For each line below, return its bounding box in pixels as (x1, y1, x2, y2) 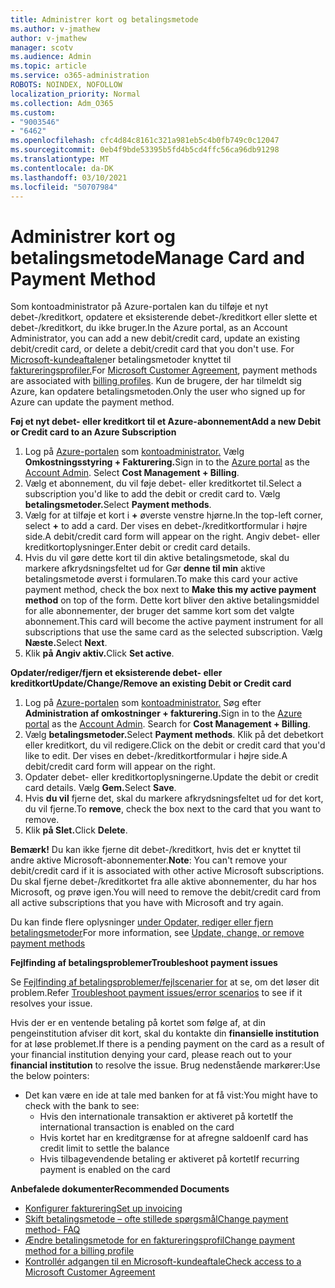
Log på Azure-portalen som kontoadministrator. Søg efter (24, 697, 262, 709)
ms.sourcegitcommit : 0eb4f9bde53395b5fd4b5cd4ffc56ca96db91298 (10, 145, 280, 155)
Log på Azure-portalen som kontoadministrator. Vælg (24, 446, 245, 458)
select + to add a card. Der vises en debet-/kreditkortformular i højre (24, 520, 308, 532)
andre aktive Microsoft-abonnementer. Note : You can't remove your (10, 854, 288, 866)
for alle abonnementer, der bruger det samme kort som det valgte (24, 605, 295, 617)
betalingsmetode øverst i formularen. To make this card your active (24, 573, 298, 585)
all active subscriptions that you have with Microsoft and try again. (10, 897, 284, 909)
